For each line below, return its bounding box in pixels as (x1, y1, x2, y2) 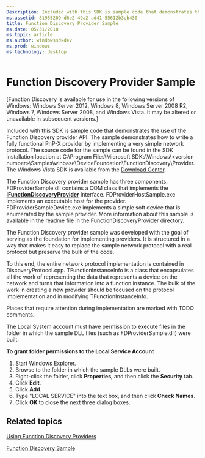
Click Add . (15, 385, 42, 392)
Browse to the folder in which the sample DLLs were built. (15, 366, 160, 374)
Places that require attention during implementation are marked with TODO (6, 304, 194, 312)
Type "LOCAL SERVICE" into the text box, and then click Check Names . (15, 392, 195, 399)
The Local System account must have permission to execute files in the (6, 323, 186, 330)
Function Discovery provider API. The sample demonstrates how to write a (6, 133, 193, 141)
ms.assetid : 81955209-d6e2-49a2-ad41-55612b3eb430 (6, 15, 138, 21)
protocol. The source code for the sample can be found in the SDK (6, 146, 174, 154)
